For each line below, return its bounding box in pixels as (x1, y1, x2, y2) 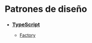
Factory (19, 32, 36, 38)
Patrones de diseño (5, 3, 87, 15)
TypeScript (12, 21, 40, 28)
